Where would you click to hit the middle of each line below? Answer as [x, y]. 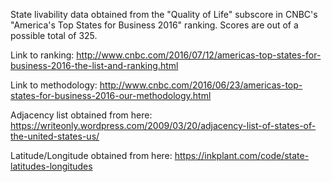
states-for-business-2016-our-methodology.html [111, 95]
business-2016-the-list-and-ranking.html [94, 65]
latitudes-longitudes [51, 166]
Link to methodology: [54, 85]
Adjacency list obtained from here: [81, 115]
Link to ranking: [42, 55]
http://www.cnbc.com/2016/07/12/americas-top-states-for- [199, 55]
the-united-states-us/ [55, 136]
